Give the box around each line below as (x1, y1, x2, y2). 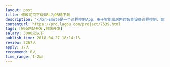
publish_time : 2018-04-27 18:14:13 (5, 36, 80, 41)
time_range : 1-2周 (5, 54, 44, 59)
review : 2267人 (5, 40, 36, 45)
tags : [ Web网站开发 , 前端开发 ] (5, 26, 63, 31)
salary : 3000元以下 (5, 31, 44, 36)
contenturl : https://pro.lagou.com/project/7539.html (5, 21, 121, 27)
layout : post (5, 7, 33, 13)
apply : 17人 (5, 45, 30, 50)
